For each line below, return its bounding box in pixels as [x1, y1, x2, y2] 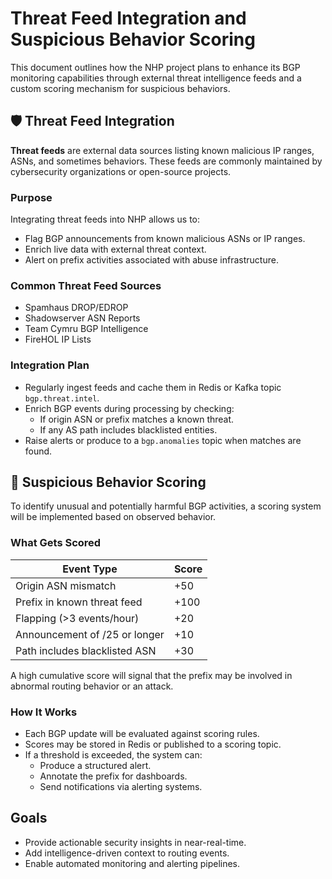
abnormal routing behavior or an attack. [10, 680, 174, 692]
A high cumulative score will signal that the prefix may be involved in [10, 669, 293, 681]
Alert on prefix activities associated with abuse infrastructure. [24, 254, 279, 266]
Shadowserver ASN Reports [24, 312, 141, 324]
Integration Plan [10, 358, 90, 372]
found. [24, 445, 53, 457]
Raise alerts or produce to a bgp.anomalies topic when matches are [24, 434, 302, 446]
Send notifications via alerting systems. [39, 781, 203, 793]
